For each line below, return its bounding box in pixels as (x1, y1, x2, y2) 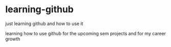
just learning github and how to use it (5, 20, 83, 27)
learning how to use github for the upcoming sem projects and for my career (5, 30, 166, 36)
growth (5, 36, 20, 42)
